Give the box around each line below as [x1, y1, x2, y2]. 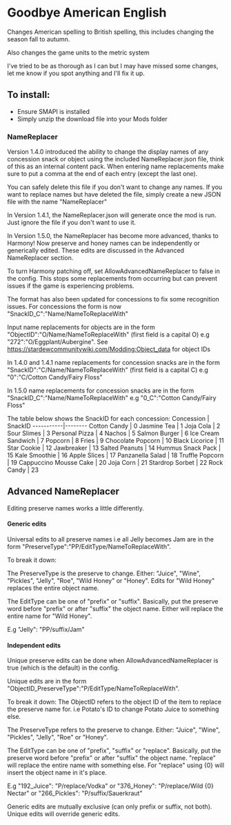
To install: [7, 89, 50, 101]
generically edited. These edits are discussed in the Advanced [7, 246, 185, 255]
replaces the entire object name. [7, 584, 99, 593]
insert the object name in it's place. [7, 768, 107, 777]
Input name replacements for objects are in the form [7, 323, 155, 332]
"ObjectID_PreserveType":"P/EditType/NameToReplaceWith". [7, 684, 180, 693]
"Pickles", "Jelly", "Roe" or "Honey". [7, 733, 108, 742]
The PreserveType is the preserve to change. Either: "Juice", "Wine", [7, 569, 201, 577]
